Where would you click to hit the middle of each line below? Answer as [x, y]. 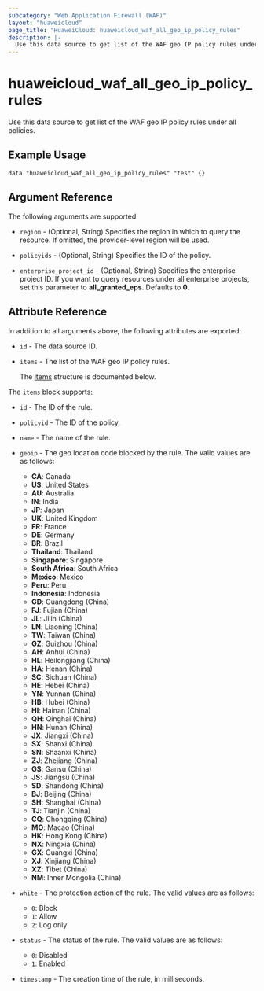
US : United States [60, 484]
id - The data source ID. [59, 346]
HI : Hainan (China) [61, 710]
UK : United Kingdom [64, 518]
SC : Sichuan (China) [64, 676]
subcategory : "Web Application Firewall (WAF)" [88, 15]
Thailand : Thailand [62, 551]
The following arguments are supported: [73, 216]
